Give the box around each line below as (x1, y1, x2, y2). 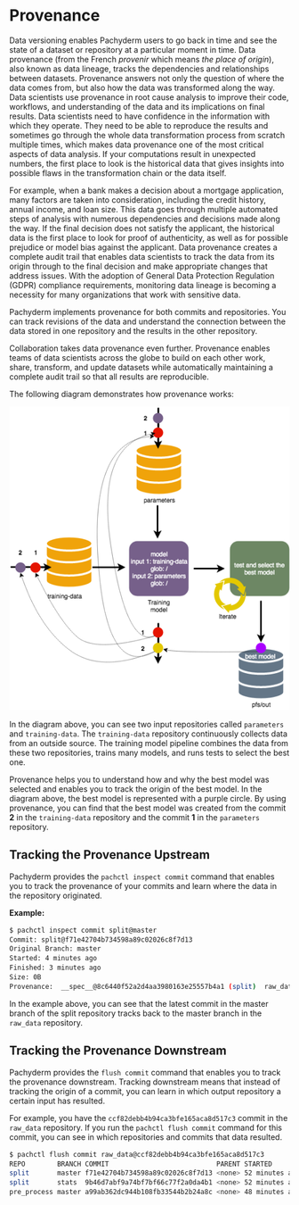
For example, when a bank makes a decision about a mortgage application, (9, 185, 285, 195)
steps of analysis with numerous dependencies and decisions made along (9, 213, 280, 224)
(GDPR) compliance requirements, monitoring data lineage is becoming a (9, 279, 277, 290)
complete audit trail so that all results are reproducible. (9, 371, 209, 382)
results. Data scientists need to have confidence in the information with (9, 111, 271, 121)
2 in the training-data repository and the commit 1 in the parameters (9, 811, 260, 822)
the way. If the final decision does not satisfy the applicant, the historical (9, 222, 275, 233)
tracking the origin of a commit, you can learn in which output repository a (9, 1085, 282, 1096)
